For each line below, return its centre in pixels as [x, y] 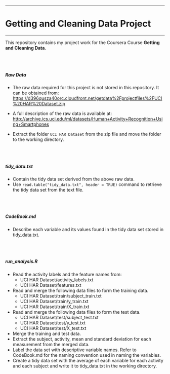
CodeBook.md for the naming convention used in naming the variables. [87, 355]
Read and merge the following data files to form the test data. [76, 312]
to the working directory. [38, 139]
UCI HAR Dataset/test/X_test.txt [53, 328]
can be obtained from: [36, 93]
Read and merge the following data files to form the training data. [80, 290]
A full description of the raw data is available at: [62, 113]
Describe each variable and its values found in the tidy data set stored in [88, 229]
